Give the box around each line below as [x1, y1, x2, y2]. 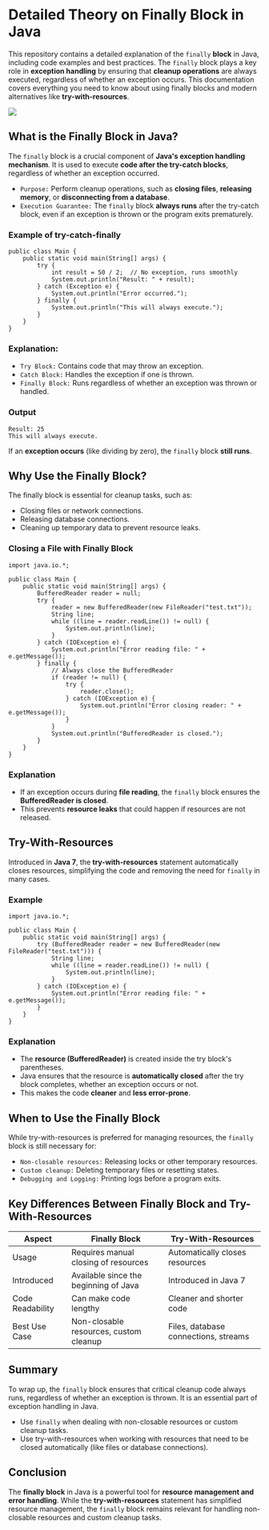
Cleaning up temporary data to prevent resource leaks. [19, 523, 201, 533]
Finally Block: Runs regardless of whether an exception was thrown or [19, 378, 258, 388]
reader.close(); [79, 687, 134, 695]
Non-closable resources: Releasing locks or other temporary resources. [19, 1157, 258, 1166]
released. [19, 813, 51, 823]
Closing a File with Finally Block [8, 543, 134, 554]
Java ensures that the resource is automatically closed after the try [19, 1071, 244, 1081]
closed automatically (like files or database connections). [19, 1442, 209, 1451]
